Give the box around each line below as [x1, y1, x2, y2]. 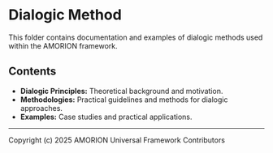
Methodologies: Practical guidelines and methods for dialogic [19, 95, 228, 104]
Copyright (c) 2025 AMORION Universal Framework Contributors [8, 135, 226, 145]
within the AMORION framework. [8, 40, 118, 50]
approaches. [19, 103, 63, 113]
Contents [8, 65, 57, 79]
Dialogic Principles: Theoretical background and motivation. [19, 86, 223, 96]
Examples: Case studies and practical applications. [19, 112, 193, 121]
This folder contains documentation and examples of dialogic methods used [8, 32, 263, 42]
